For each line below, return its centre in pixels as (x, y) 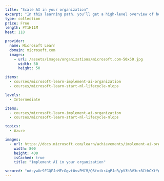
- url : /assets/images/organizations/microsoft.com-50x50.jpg (78, 59)
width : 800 (25, 149)
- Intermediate (25, 100)
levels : (13, 95)
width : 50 (28, 64)
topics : (13, 126)
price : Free (17, 23)
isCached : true (29, 158)
